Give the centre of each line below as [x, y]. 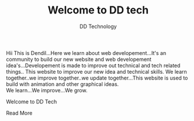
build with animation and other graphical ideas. [63, 84]
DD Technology [98, 26]
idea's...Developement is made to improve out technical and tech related [93, 65]
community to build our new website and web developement [79, 59]
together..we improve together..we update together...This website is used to [97, 78]
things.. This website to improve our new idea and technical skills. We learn [96, 71]
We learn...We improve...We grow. [47, 90]
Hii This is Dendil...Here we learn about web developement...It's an [86, 53]
